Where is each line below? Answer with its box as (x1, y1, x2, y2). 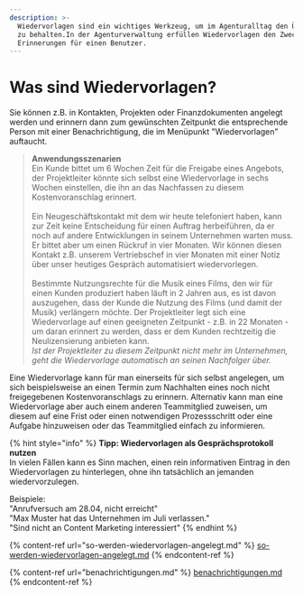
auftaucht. (9, 136, 48, 147)
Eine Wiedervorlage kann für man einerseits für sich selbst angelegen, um (9, 372, 285, 384)
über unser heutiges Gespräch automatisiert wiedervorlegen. (31, 259, 259, 270)
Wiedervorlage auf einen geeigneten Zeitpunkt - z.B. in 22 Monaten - (31, 317, 289, 328)
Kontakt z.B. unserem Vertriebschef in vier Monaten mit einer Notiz (31, 249, 281, 260)
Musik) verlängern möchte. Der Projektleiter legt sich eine (31, 307, 246, 318)
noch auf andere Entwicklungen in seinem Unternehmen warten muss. (31, 230, 294, 241)
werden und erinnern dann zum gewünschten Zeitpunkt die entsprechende (9, 116, 289, 127)
